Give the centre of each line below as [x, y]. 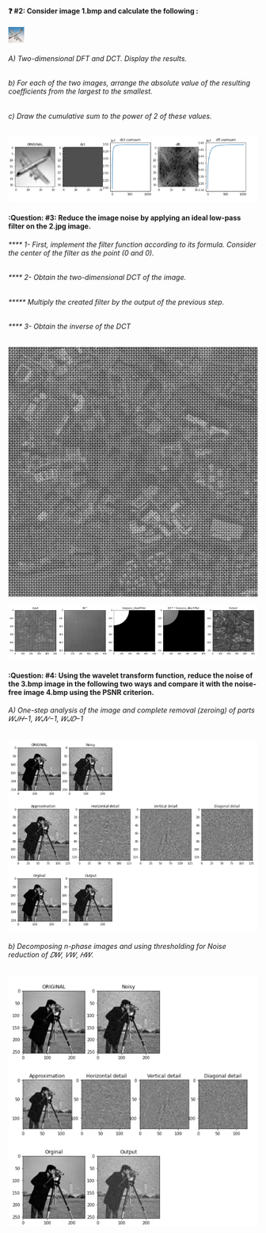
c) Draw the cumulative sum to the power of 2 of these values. [110, 116]
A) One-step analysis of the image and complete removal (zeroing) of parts [131, 710]
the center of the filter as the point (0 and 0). [81, 252]
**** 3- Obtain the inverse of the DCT [70, 326]
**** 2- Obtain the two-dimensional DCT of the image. [97, 278]
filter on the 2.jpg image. [49, 226]
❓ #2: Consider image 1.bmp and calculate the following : [104, 10]
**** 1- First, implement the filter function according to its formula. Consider [132, 244]
